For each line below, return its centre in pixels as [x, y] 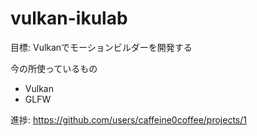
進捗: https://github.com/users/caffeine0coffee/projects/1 [128, 119]
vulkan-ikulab [69, 18]
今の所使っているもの [54, 68]
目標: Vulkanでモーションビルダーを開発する [101, 47]
